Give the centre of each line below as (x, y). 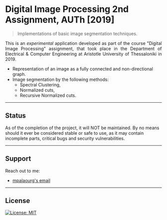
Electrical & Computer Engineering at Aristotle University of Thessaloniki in (83, 54)
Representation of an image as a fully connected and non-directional (83, 69)
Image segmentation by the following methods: (60, 79)
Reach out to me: (23, 171)
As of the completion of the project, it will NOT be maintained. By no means (82, 128)
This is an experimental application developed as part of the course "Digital (83, 43)
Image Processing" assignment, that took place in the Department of (83, 48)
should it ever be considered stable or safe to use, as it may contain (75, 133)
